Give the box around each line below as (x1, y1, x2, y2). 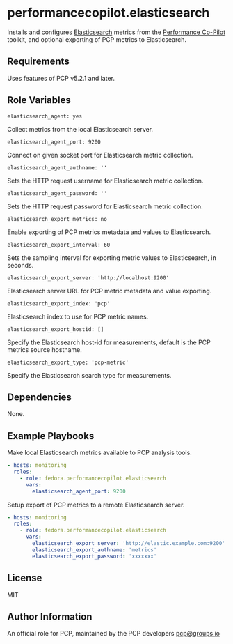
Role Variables (7, 94, 71, 106)
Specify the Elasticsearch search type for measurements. (7, 371, 172, 379)
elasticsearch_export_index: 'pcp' (7, 300, 111, 307)
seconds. (7, 261, 34, 269)
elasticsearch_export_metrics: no (7, 215, 108, 222)
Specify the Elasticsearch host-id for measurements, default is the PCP (7, 338, 211, 346)
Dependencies (7, 391, 72, 403)
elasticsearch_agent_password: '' (7, 190, 108, 197)
